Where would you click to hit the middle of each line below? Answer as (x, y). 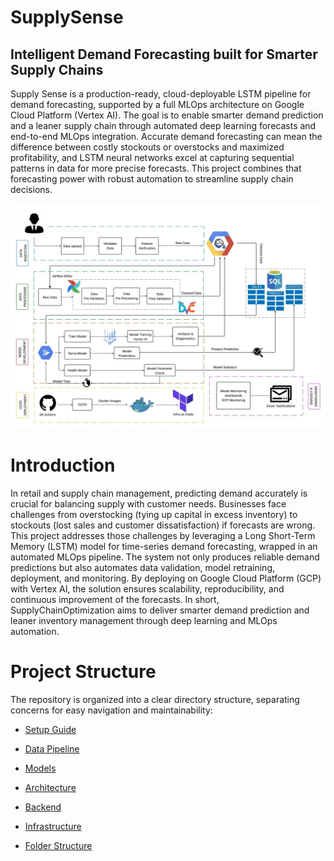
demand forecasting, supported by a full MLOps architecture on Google (157, 104)
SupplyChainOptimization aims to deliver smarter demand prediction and (160, 610)
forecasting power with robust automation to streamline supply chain (152, 179)
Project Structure (83, 672)
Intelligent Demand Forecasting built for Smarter (164, 54)
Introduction (63, 465)
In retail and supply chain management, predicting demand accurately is (159, 493)
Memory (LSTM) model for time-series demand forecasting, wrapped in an (164, 547)
